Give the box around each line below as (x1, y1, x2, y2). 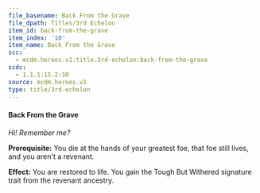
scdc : (8, 64, 26, 71)
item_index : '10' (8, 33, 66, 42)
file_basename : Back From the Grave (8, 11, 130, 20)
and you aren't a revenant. (8, 152, 95, 161)
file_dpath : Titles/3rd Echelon (8, 19, 115, 27)
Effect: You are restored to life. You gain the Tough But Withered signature (8, 167, 252, 176)
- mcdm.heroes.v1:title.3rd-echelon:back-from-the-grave (15, 56, 208, 64)
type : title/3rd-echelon (8, 85, 91, 94)
